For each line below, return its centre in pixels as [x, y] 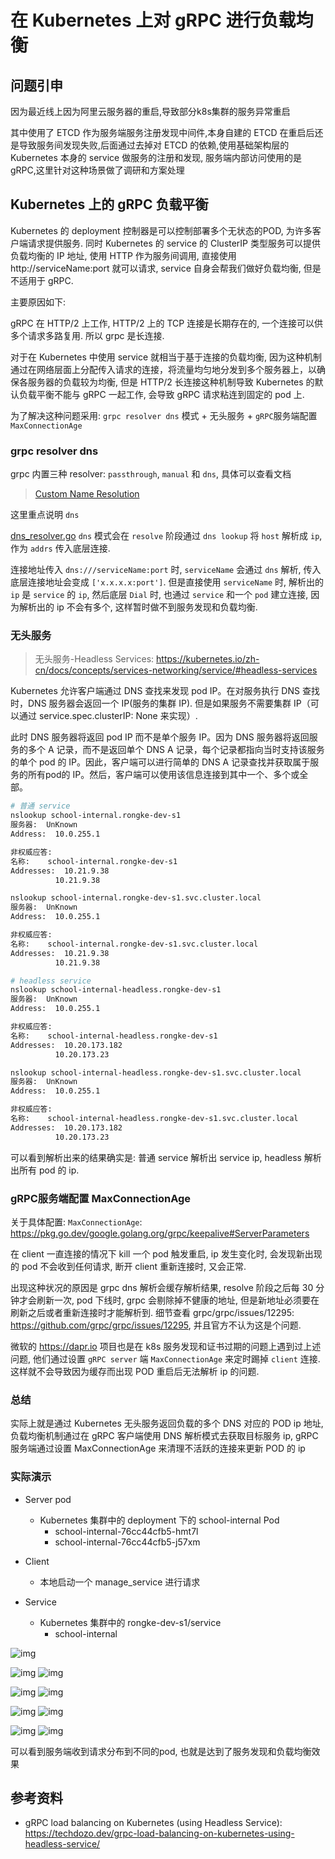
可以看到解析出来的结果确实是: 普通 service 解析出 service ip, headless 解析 [166, 1157]
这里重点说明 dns [45, 515]
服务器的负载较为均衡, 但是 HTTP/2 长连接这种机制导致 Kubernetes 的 [171, 382]
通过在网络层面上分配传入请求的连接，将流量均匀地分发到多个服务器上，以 [163, 369]
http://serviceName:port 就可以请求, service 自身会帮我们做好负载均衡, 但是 [166, 268]
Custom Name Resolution [87, 494]
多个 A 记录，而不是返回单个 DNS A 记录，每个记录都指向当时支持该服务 [176, 750]
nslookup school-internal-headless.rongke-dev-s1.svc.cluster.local [156, 1072]
